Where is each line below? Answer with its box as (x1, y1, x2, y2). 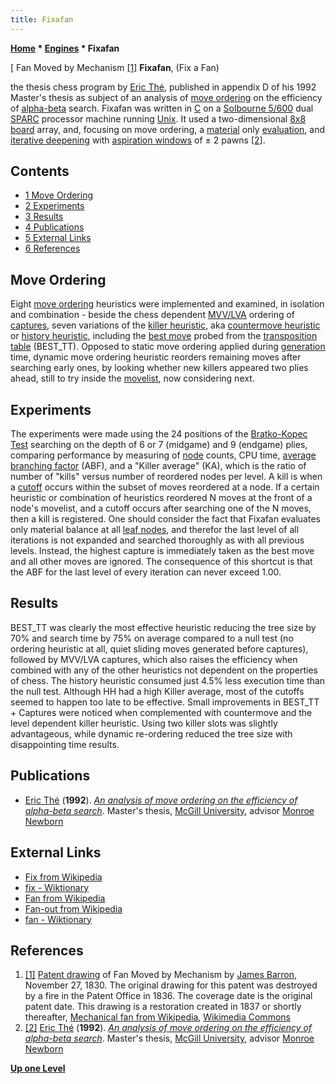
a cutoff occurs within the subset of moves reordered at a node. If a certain (10, 481, 320, 493)
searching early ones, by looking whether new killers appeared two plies (10, 362, 309, 374)
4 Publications (24, 221, 85, 233)
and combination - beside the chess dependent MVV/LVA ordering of (10, 309, 296, 321)
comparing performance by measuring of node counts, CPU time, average (10, 449, 317, 461)
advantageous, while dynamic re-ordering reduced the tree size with (10, 727, 293, 740)
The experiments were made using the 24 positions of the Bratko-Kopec (10, 428, 308, 440)
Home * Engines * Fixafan (10, 42, 120, 54)
